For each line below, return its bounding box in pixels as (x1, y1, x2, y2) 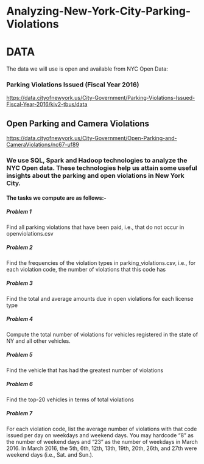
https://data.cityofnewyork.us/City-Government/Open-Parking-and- (6, 135, 178, 142)
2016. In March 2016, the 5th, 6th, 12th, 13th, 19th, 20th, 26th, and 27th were (6, 445, 197, 452)
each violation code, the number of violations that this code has (6, 265, 166, 273)
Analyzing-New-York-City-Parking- (6, 4, 191, 18)
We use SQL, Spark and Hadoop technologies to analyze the (6, 156, 188, 165)
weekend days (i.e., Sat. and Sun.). (6, 451, 94, 458)
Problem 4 (6, 315, 33, 323)
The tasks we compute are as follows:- (6, 194, 107, 202)
